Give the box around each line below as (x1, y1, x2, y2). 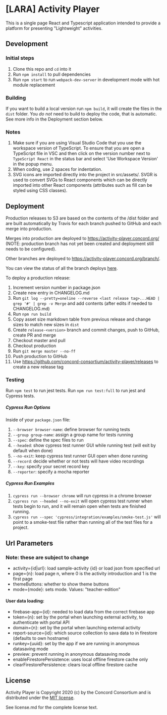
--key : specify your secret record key (12, 464, 90, 470)
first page (12, 576, 33, 582)
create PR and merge (12, 332, 56, 338)
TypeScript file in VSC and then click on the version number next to (12, 150, 151, 156)
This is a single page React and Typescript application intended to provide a (5, 20, 161, 26)
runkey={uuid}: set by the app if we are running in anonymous (12, 641, 140, 647)
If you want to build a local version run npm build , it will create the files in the (5, 106, 162, 112)
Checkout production (12, 343, 56, 349)
